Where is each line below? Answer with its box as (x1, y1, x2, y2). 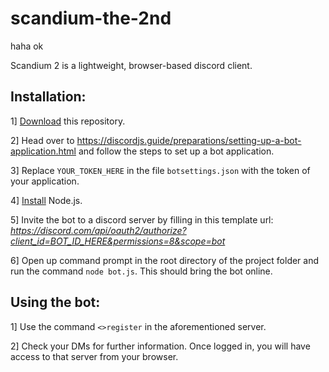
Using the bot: (10, 294, 101, 311)
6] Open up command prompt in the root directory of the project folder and (10, 254, 320, 266)
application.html (10, 145, 77, 157)
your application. (10, 175, 80, 187)
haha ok (10, 40, 44, 52)
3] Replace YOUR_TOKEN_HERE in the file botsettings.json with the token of (10, 164, 311, 176)
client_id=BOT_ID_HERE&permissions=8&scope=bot (10, 235, 226, 247)
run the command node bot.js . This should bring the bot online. (10, 265, 273, 277)
